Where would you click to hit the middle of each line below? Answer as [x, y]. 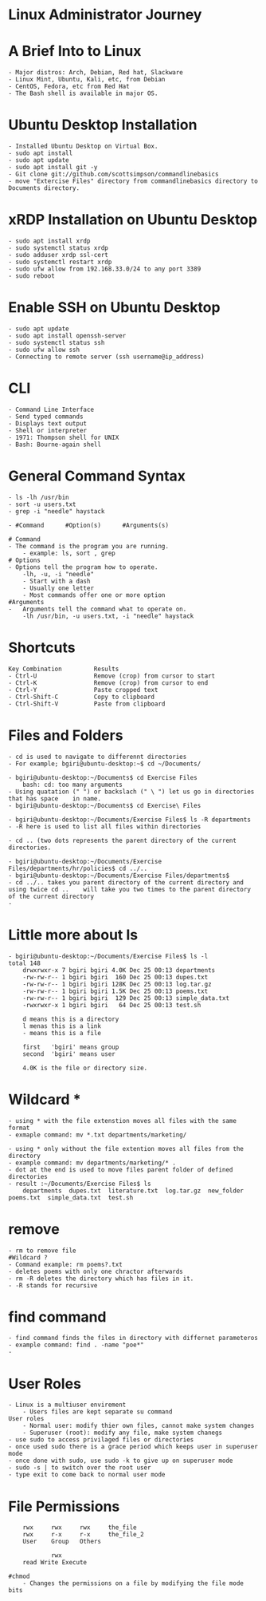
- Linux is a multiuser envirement [67, 1405]
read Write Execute [55, 1563]
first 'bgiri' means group [71, 1047]
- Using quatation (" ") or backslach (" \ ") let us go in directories [131, 792]
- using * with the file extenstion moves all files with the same [123, 1121]
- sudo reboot [32, 276]
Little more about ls [73, 935]
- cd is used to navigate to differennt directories [98, 757]
